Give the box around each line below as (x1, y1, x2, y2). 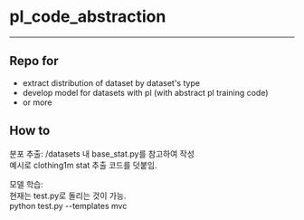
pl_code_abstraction (9, 6, 166, 27)
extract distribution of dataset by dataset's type (22, 77, 201, 88)
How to (9, 123, 51, 139)
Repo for (9, 53, 59, 69)
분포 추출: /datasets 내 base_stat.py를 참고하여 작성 (9, 148, 195, 159)
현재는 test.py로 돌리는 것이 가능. (9, 190, 127, 201)
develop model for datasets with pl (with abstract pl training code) (22, 87, 269, 98)
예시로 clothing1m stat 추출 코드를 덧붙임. (9, 159, 157, 170)
